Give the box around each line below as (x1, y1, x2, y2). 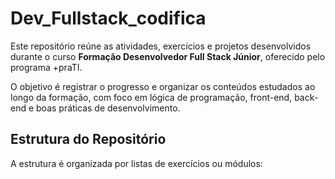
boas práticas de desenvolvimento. (36, 102, 181, 114)
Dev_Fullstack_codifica (10, 7, 207, 30)
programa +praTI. (10, 61, 83, 73)
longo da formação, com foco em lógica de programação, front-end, (10, 91, 293, 103)
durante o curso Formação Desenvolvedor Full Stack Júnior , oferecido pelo (10, 50, 326, 62)
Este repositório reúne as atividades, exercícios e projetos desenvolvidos (10, 40, 312, 52)
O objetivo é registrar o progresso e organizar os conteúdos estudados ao (10, 80, 316, 92)
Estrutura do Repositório (10, 131, 167, 148)
